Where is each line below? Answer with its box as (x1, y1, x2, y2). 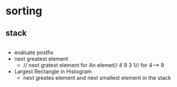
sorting (5, 4, 42, 18)
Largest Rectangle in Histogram (14, 68, 92, 75)
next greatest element (14, 55, 69, 62)
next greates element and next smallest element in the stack (23, 74, 171, 81)
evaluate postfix (14, 49, 54, 56)
